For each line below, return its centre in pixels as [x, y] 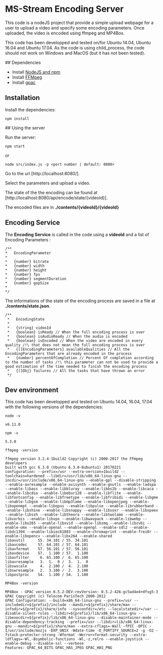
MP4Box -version [21, 583]
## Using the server [25, 128]
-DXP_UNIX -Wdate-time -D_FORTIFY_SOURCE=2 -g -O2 [101, 631]
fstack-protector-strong [30, 635]
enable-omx [16, 528]
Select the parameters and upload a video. [48, 183]
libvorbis [15, 519]
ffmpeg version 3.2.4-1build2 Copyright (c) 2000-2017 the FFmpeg [74, 459]
